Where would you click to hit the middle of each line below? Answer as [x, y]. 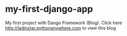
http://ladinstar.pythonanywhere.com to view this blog [61, 28]
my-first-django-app [49, 9]
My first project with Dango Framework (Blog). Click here [63, 23]
